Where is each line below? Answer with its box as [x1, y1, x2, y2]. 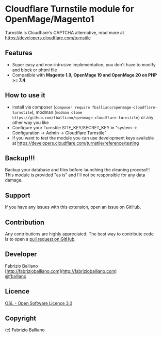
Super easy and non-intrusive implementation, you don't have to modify [12, 61, 156, 67]
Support [5, 191, 31, 199]
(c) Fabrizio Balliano [5, 327, 45, 333]
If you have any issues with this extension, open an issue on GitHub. [5, 204, 141, 210]
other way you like [12, 120, 49, 125]
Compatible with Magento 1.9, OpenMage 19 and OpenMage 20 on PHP [12, 72, 157, 78]
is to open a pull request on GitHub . [5, 236, 76, 242]
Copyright [5, 314, 36, 322]
